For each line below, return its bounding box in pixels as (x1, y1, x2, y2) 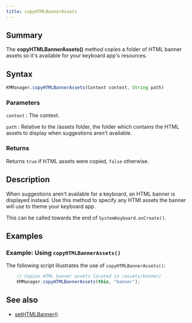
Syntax (6, 69, 33, 79)
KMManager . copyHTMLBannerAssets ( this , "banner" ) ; (16, 279, 141, 285)
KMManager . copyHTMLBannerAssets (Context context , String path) (6, 85, 164, 91)
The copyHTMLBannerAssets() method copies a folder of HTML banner (6, 46, 182, 53)
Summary (6, 31, 43, 41)
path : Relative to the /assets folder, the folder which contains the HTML (6, 123, 180, 130)
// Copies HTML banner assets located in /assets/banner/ (16, 274, 161, 280)
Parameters (6, 99, 40, 107)
